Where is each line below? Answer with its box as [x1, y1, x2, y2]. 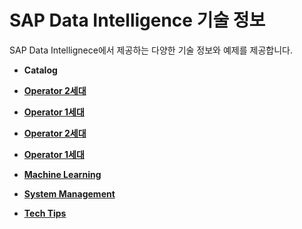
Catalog [23, 64, 58, 76]
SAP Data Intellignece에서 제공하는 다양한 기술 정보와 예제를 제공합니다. [9, 44, 293, 56]
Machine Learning [23, 168, 102, 180]
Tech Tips [23, 207, 67, 219]
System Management [23, 187, 116, 200]
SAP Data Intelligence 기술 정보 [9, 9, 266, 32]
